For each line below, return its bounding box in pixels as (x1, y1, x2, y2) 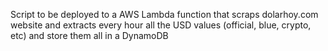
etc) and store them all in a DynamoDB (10, 30, 169, 41)
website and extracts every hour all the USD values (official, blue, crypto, (10, 19, 312, 31)
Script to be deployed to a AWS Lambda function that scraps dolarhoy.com (10, 9, 319, 20)
